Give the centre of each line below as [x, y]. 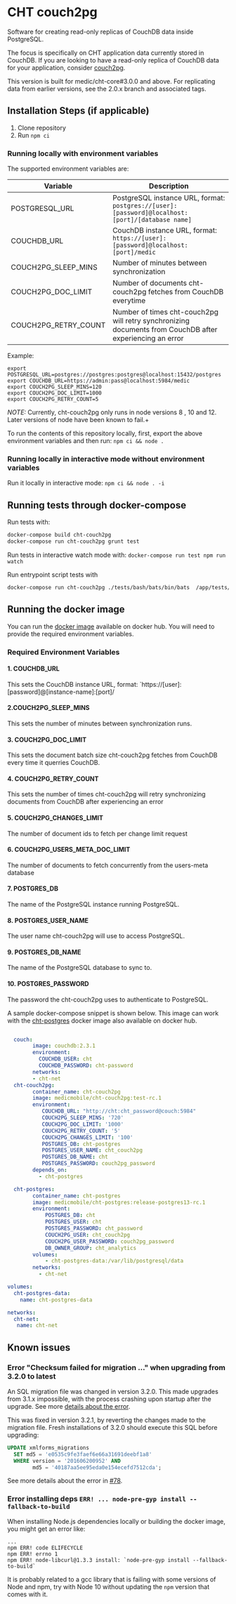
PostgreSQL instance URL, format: [169, 198]
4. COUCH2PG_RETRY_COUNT [53, 778]
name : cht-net [37, 1326]
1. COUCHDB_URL [33, 669]
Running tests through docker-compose [97, 505]
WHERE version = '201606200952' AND [67, 1461]
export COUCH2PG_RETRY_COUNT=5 [53, 400]
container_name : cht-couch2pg [77, 1092]
